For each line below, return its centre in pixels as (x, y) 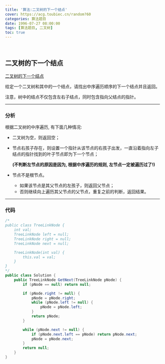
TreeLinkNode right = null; (42, 239)
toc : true (15, 32)
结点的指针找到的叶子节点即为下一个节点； (55, 154)
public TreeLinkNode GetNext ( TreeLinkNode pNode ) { (68, 280)
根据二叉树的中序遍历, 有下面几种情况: (44, 127)
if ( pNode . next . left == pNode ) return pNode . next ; (84, 334)
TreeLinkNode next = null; (41, 243)
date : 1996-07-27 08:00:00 (33, 23)
